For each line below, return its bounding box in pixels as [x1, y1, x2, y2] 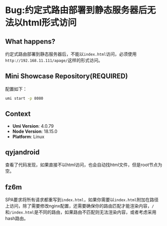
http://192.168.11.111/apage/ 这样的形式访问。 [5, 57, 103, 63]
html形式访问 [22, 17, 77, 28]
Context [5, 110, 31, 118]
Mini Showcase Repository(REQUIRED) [5, 72, 128, 80]
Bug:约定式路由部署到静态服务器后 [5, 4, 148, 16]
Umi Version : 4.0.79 [12, 123, 54, 129]
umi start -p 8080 [5, 96, 43, 101]
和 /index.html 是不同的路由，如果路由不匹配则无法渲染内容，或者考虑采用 [5, 209, 157, 215]
